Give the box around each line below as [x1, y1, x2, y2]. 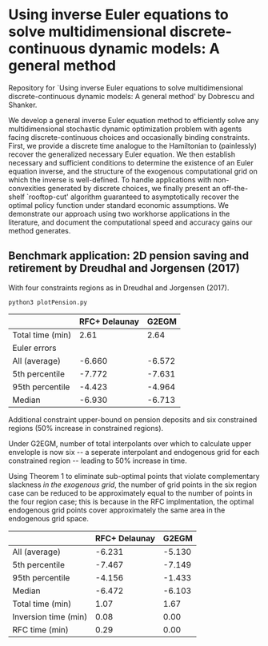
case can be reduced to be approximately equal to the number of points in [8, 488, 253, 497]
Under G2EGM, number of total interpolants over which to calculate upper [8, 438, 252, 449]
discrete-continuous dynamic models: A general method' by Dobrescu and [8, 91, 254, 101]
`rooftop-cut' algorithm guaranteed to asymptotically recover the [26, 192, 240, 201]
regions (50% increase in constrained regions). [8, 423, 164, 433]
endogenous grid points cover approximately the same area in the [8, 505, 226, 515]
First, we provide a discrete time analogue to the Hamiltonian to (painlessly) [8, 141, 258, 150]
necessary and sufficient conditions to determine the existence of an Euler [8, 158, 254, 167]
